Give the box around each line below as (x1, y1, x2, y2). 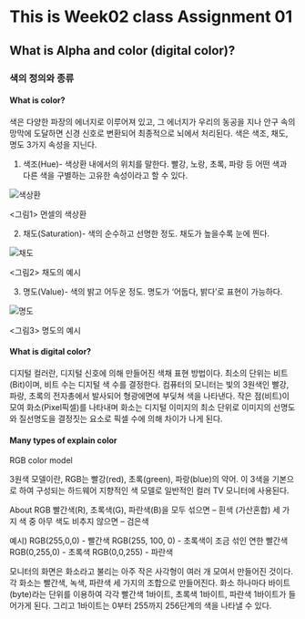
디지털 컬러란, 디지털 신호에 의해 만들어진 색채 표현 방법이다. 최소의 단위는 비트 (9, 367, 289, 378)
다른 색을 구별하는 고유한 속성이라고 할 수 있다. (22, 170, 188, 181)
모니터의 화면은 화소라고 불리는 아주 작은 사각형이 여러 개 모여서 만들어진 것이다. (9, 566, 294, 577)
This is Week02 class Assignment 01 (9, 6, 293, 27)
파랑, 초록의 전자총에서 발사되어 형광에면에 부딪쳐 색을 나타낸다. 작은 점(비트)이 (9, 390, 290, 401)
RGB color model (9, 455, 73, 466)
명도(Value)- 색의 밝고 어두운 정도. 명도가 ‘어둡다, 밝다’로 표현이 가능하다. (22, 285, 283, 297)
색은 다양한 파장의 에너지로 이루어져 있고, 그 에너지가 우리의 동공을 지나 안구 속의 (9, 116, 296, 127)
